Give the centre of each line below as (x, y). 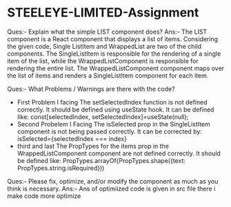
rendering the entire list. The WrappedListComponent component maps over (116, 68)
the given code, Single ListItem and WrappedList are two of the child (104, 46)
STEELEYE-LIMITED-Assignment (103, 13)
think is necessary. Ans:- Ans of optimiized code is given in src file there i (111, 188)
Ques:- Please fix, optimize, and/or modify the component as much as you (113, 181)
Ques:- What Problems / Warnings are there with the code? (91, 89)
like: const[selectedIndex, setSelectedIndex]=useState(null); (103, 117)
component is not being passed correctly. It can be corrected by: (109, 131)
